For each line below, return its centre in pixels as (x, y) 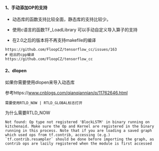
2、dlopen (16, 70)
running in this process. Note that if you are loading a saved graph (79, 131)
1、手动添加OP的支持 (26, 7)
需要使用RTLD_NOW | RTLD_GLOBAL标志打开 (44, 103)
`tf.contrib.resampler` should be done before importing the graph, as (79, 139)
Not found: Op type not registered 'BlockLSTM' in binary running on (78, 122)
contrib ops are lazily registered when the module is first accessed (79, 144)
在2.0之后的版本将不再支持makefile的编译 (54, 40)
